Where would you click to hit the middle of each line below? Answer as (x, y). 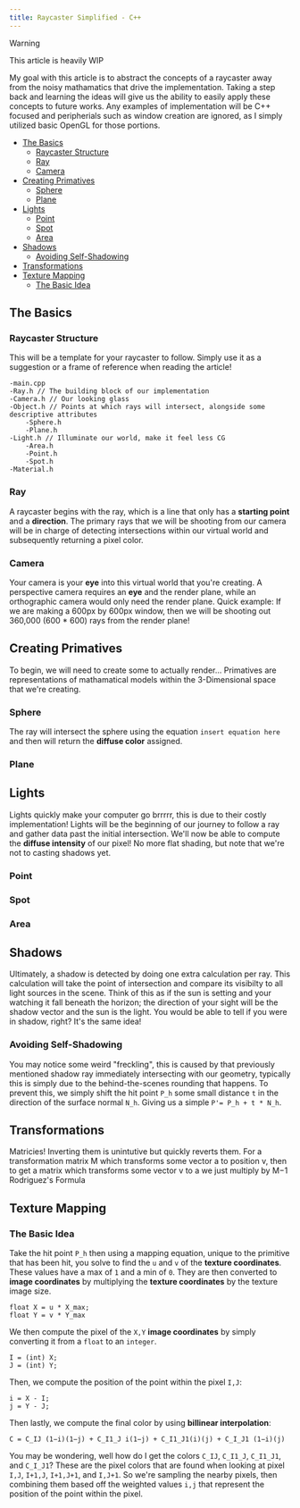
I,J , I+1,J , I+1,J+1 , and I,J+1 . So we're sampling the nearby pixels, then (143, 1475)
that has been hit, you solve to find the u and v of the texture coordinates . (146, 1263)
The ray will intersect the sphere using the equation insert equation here (145, 732)
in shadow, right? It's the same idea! (75, 1022)
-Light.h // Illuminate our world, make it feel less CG (117, 439)
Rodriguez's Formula (48, 1180)
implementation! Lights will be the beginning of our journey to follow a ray (144, 824)
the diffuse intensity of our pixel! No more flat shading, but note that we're (147, 843)
